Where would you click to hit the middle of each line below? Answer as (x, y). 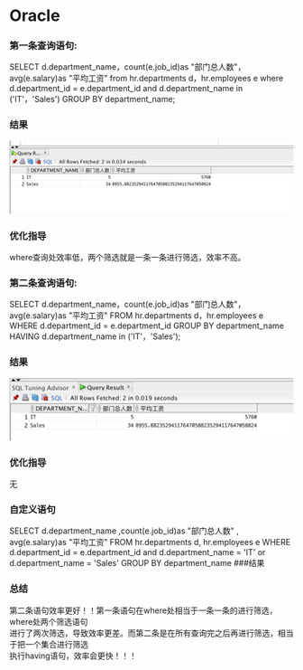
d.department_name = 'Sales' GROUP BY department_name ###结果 (137, 563)
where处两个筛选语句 (49, 621)
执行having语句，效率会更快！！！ (73, 656)
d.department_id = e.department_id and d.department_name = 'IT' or (138, 552)
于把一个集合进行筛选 (49, 644)
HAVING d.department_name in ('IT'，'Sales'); (95, 336)
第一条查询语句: (43, 46)
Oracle (35, 16)
